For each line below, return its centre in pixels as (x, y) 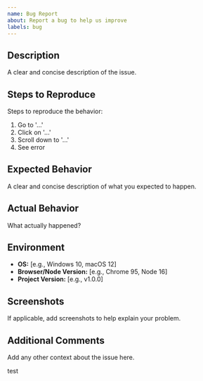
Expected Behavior (50, 169)
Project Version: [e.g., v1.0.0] (60, 279)
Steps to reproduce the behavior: (55, 111)
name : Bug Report (33, 14)
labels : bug (25, 27)
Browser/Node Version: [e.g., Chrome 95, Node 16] (92, 272)
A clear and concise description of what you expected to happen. (102, 186)
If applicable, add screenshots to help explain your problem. (94, 318)
